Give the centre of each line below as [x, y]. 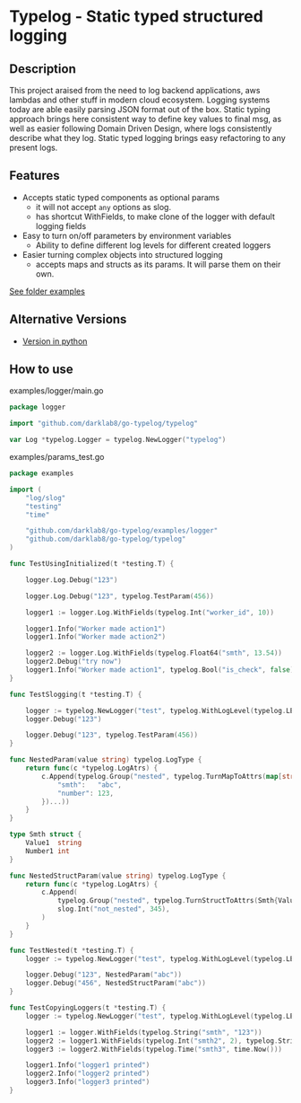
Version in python [55, 341]
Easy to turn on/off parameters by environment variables [127, 235]
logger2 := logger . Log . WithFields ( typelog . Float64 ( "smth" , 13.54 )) [154, 653]
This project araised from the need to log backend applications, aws [135, 90]
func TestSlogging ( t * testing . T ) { [76, 694]
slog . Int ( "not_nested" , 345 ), [113, 909]
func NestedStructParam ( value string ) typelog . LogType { [118, 876]
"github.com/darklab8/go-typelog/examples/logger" [122, 531]
